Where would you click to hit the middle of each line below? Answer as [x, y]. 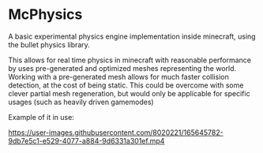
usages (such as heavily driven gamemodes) [81, 102]
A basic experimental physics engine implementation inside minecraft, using [132, 36]
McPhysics [45, 15]
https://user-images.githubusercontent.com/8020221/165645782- [116, 132]
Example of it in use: [41, 117]
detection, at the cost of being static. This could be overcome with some [126, 85]
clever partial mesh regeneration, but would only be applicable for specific [129, 93]
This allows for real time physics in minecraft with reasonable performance [130, 60]
